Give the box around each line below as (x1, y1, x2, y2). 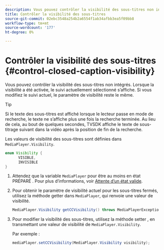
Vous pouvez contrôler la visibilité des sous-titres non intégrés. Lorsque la (5, 82, 154, 87)
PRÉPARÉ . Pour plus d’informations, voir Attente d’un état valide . (12, 178, 143, 184)
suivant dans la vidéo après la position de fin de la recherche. (19, 126, 143, 132)
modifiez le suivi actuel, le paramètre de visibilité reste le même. (5, 92, 134, 98)
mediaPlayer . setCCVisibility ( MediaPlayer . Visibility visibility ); (12, 240, 150, 246)
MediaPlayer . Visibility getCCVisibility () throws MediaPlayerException (12, 208, 161, 212)
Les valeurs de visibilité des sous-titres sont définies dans (5, 136, 122, 142)
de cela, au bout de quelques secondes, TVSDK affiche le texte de (5, 121, 139, 127)
